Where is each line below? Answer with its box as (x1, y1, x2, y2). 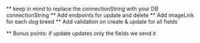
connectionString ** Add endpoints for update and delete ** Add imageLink (6, 12, 195, 19)
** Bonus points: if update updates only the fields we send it (6, 30, 156, 37)
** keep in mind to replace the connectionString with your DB (6, 5, 159, 12)
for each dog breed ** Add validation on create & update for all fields (6, 18, 178, 25)
